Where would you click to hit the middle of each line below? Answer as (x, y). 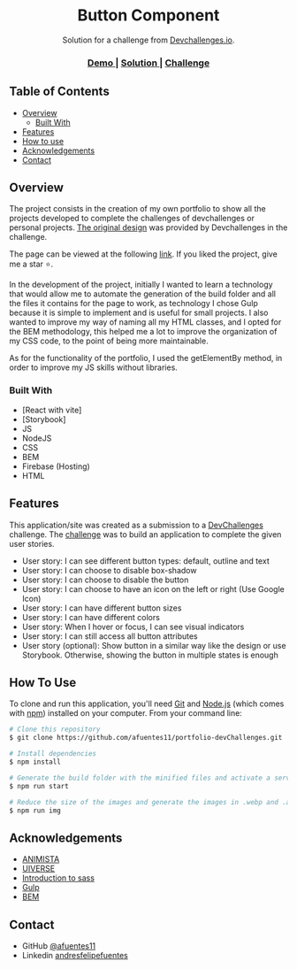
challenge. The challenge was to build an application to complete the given (145, 534)
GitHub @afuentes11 (59, 946)
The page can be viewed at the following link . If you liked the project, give (144, 254)
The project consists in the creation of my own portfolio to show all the (138, 209)
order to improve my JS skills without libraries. (94, 367)
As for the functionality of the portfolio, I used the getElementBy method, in (146, 358)
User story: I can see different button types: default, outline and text (145, 561)
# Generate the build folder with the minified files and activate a (140, 778)
